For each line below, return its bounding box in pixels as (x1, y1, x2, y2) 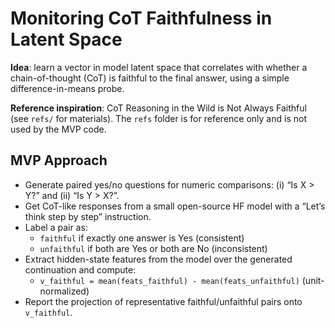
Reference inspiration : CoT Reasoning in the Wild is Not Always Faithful (10, 102, 307, 114)
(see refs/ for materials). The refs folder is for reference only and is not (10, 112, 307, 124)
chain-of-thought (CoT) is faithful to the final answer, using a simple (10, 72, 290, 84)
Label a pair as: (24, 221, 88, 233)
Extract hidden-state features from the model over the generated (24, 253, 293, 265)
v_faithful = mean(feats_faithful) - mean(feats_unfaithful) (39, 276, 300, 286)
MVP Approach (10, 152, 108, 169)
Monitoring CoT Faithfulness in (10, 7, 273, 30)
